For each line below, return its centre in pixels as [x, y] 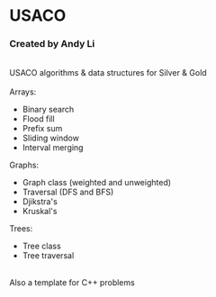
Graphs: [24, 165]
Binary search [48, 110]
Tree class [41, 246]
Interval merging [53, 148]
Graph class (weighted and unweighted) [97, 183]
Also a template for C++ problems [72, 283]
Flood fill [39, 119]
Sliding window [50, 138]
